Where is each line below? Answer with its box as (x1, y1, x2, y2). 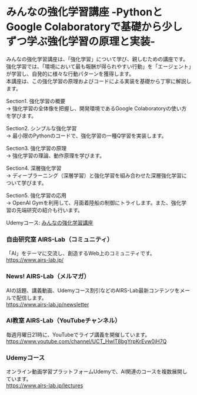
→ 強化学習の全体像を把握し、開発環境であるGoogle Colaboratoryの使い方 (6, 104, 187, 112)
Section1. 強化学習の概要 (6, 97, 66, 104)
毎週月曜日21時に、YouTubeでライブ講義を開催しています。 (6, 331, 151, 338)
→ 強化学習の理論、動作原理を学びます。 (6, 152, 105, 159)
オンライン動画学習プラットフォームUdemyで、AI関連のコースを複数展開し (6, 368, 188, 375)
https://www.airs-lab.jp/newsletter (6, 301, 89, 308)
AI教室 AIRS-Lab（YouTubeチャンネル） (6, 317, 121, 325)
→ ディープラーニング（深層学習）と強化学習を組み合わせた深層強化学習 (6, 172, 182, 179)
